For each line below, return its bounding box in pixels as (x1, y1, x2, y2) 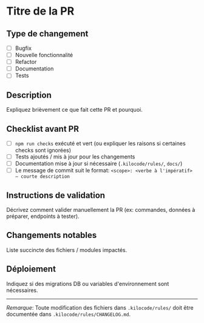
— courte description (15, 174, 70, 180)
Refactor (15, 58, 37, 66)
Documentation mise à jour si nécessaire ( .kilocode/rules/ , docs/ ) (15, 160, 183, 168)
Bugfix (15, 44, 32, 52)
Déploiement (6, 264, 56, 274)
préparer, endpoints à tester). (6, 212, 80, 220)
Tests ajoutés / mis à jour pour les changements (15, 153, 135, 160)
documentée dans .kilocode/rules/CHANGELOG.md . (6, 310, 131, 318)
